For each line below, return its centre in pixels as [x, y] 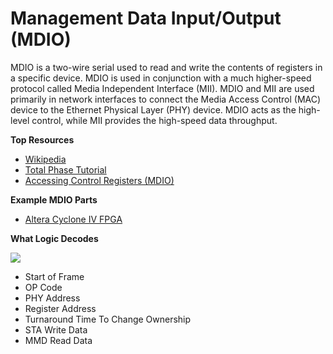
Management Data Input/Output [146, 18]
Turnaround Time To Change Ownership [108, 319]
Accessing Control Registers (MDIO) [99, 180]
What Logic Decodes [54, 238]
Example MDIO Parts [54, 199]
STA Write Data [56, 329]
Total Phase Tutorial [65, 169]
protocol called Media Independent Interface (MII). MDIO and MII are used [162, 88]
